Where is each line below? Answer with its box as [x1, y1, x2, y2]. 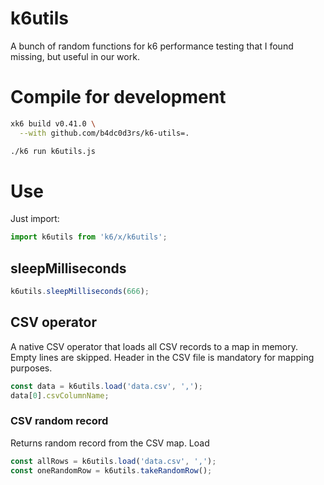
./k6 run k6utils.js [10, 146, 97, 156]
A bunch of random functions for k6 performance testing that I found [10, 40, 294, 52]
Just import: [10, 213, 60, 225]
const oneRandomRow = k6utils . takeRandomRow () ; [10, 465, 213, 476]
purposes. [10, 362, 53, 374]
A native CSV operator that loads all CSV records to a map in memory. [10, 340, 299, 352]
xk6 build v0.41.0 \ [10, 118, 97, 129]
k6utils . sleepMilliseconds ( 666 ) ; [10, 287, 150, 297]
